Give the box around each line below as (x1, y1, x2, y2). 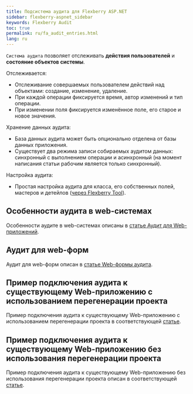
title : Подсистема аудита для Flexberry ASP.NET (6, 8, 127, 15)
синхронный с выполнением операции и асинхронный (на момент (14, 154, 182, 161)
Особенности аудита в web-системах (6, 206, 153, 216)
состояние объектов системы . (6, 58, 85, 65)
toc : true (6, 25, 31, 31)
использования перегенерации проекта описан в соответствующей (6, 375, 177, 382)
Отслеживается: (6, 70, 47, 76)
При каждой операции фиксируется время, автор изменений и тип (14, 94, 183, 101)
